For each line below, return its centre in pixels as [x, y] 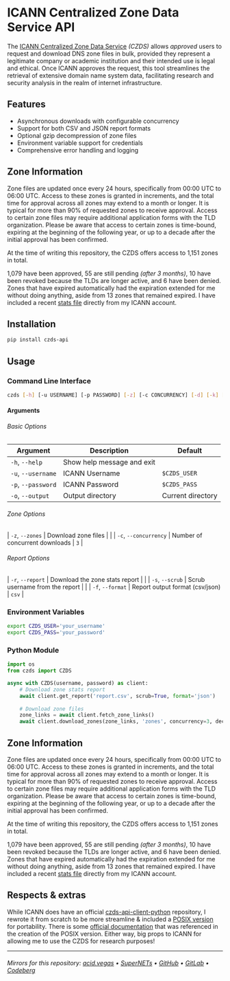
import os [21, 664]
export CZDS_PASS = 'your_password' [56, 633]
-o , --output [30, 495]
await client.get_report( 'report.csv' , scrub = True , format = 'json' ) [117, 696]
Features [26, 104]
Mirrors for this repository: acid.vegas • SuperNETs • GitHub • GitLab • [108, 963]
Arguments [24, 411]
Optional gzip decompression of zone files [77, 135]
